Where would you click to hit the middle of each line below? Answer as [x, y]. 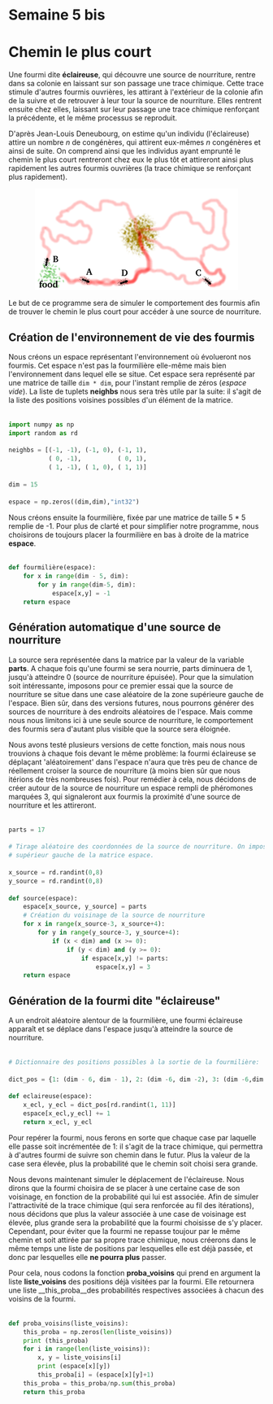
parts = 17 [27, 830]
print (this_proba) [56, 1341]
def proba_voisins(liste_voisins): [69, 1323]
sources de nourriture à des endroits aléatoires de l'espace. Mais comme [131, 711]
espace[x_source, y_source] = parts [85, 907]
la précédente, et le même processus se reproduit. [93, 118]
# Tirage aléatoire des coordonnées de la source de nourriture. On [127, 847]
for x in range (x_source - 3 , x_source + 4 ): [94, 924]
